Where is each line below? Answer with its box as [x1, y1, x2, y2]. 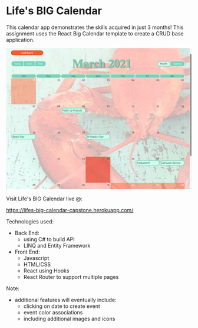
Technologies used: [6, 217, 54, 225]
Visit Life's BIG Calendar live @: [6, 195, 82, 202]
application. [6, 36, 35, 43]
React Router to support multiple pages [23, 273, 119, 280]
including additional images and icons [23, 315, 115, 322]
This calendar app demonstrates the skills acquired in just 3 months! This [6, 24, 184, 31]
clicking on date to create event [23, 303, 100, 310]
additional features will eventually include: [14, 296, 117, 303]
